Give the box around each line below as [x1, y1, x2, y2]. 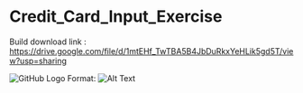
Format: [67, 72, 96, 83]
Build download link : [9, 36, 87, 47]
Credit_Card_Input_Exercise [9, 6, 223, 27]
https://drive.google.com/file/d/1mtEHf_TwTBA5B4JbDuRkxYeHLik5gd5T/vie [9, 45, 294, 56]
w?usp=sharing [9, 55, 68, 66]
